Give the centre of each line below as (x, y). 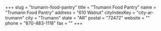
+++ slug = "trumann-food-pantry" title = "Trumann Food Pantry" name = (81, 7)
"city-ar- (145, 12)
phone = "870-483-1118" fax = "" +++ (44, 23)
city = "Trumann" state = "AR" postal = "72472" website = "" (88, 18)
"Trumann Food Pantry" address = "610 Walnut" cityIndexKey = (70, 12)
